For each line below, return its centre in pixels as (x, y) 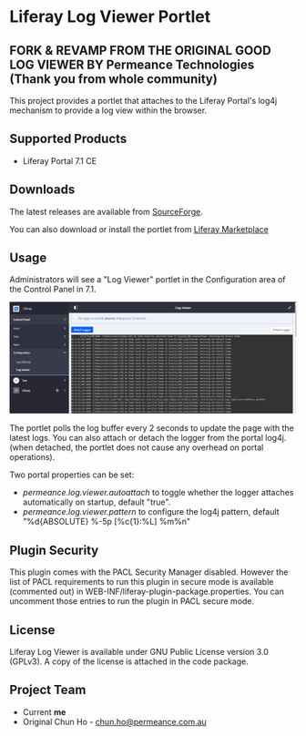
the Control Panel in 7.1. (53, 290)
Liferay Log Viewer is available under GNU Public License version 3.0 (139, 651)
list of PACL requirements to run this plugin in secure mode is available (142, 582)
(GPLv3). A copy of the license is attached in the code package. (129, 661)
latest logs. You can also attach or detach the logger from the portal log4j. (148, 438)
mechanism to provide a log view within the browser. (108, 110)
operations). (32, 457)
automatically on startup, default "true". (97, 502)
